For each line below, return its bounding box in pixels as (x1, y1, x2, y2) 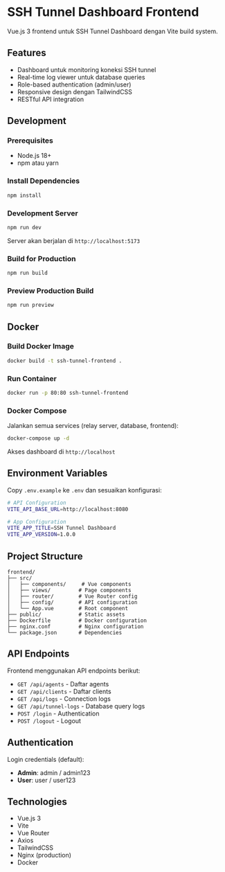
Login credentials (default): (7, 755, 84, 763)
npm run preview (7, 302, 54, 309)
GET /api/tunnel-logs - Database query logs (17, 702, 145, 710)
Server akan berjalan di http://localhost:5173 (7, 236, 141, 244)
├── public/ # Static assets (7, 611, 126, 619)
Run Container (7, 373, 57, 383)
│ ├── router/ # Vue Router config (7, 593, 138, 600)
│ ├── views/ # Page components (7, 587, 132, 594)
